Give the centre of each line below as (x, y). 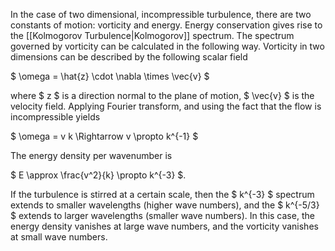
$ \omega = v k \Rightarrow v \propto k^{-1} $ (104, 136)
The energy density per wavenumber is (91, 155)
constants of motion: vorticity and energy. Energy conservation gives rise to (166, 25)
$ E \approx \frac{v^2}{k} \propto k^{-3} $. (98, 175)
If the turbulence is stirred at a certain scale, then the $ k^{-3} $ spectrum (162, 194)
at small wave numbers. (59, 237)
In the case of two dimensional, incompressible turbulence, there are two (161, 14)
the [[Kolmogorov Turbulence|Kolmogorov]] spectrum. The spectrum (152, 35)
